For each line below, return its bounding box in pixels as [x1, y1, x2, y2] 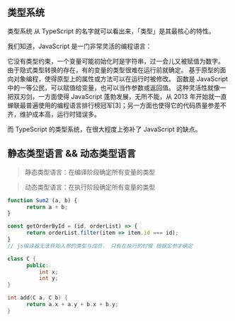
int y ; [38, 275, 59, 282]
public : [25, 262, 50, 269]
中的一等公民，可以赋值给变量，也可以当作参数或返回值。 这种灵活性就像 [7, 83, 220, 92]
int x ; [38, 268, 59, 276]
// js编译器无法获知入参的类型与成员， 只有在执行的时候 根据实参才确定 [7, 243, 193, 250]
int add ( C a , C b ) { [7, 294, 69, 302]
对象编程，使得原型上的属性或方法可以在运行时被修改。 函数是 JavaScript [13, 74, 229, 83]
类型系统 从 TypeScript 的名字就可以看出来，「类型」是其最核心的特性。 [7, 27, 215, 35]
